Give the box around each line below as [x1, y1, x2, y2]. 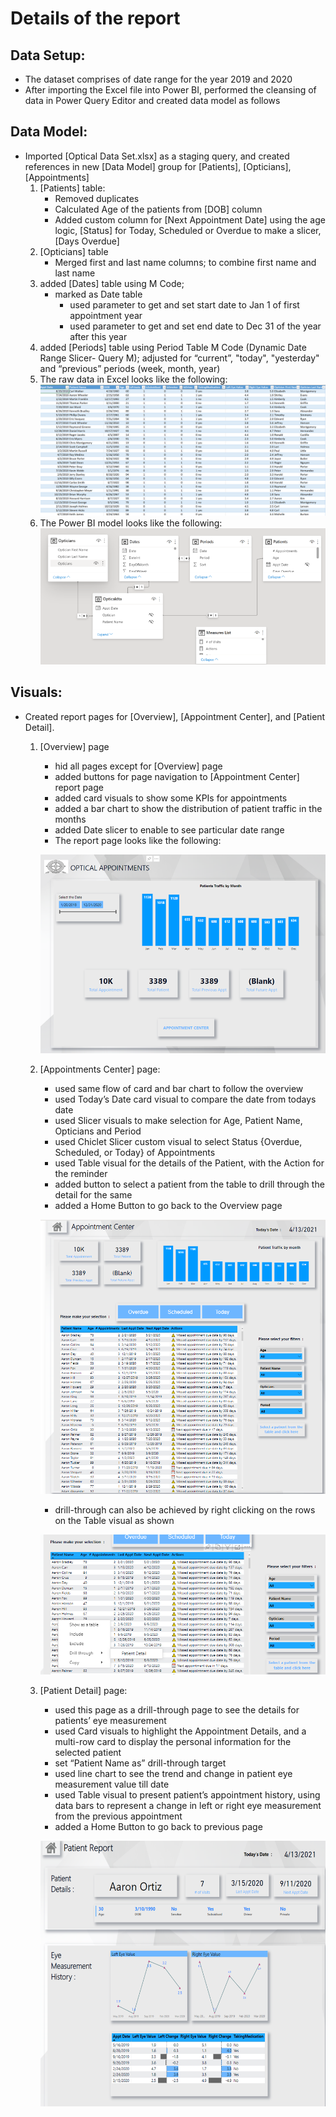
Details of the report [10, 7, 181, 30]
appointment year [69, 309, 143, 321]
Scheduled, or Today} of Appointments [54, 1146, 216, 1158]
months [54, 813, 87, 825]
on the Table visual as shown [54, 1515, 175, 1527]
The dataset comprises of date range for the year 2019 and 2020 [24, 73, 293, 85]
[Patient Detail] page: [39, 1685, 128, 1697]
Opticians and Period [54, 1125, 142, 1137]
